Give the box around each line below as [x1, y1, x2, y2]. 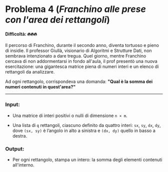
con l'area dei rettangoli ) [5, 14, 110, 25]
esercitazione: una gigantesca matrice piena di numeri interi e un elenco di [5, 63, 159, 69]
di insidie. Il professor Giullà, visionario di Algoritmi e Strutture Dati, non [5, 47, 152, 53]
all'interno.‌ [12, 161, 35, 168]
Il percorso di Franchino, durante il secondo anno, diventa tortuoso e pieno [5, 42, 159, 48]
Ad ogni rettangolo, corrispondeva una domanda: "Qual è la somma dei [5, 78, 153, 84]
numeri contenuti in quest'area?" [5, 84, 76, 90]
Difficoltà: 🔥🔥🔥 [5, 31, 37, 37]
